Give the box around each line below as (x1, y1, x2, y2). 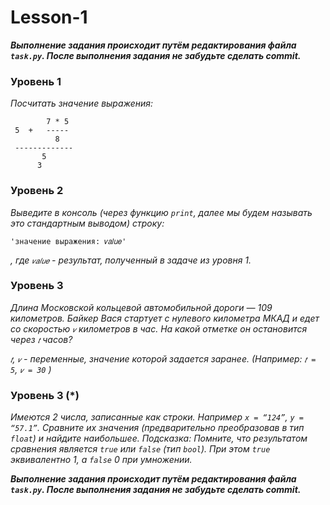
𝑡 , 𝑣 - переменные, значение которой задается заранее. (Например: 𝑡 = (10, 352, 317, 365)
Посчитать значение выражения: (10, 97, 154, 110)
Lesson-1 (10, 6, 88, 29)
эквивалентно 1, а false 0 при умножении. (10, 454, 193, 466)
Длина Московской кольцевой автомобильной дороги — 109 (10, 301, 273, 313)
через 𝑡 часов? (10, 333, 73, 345)
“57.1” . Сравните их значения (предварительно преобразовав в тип (10, 422, 305, 434)
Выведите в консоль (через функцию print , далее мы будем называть (10, 206, 313, 218)
